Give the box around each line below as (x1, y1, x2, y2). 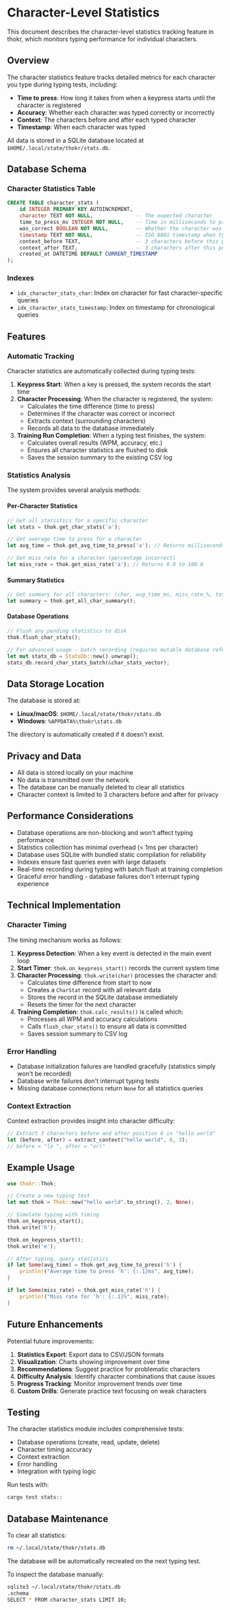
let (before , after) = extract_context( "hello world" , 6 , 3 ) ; (7, 1137, 188, 1143)
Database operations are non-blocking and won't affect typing (16, 828, 193, 836)
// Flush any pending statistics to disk (7, 627, 127, 635)
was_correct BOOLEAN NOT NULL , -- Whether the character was (19, 225, 222, 232)
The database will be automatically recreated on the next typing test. (7, 1556, 201, 1565)
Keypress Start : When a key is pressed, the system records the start (16, 380, 212, 389)
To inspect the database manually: (7, 1570, 104, 1578)
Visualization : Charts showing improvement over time (16, 1357, 170, 1365)
